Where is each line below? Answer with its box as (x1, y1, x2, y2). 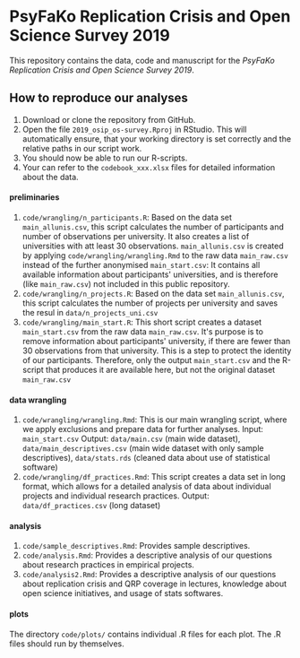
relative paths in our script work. (21, 143, 142, 153)
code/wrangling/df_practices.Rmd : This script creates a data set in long (21, 472, 287, 482)
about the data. (21, 171, 79, 182)
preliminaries (9, 192, 60, 203)
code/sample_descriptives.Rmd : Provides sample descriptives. (21, 541, 251, 551)
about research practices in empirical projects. (21, 559, 195, 570)
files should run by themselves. (9, 638, 125, 649)
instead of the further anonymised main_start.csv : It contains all (21, 259, 261, 270)
